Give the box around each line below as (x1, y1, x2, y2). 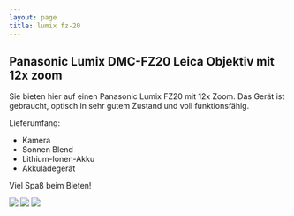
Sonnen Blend (21, 144, 73, 155)
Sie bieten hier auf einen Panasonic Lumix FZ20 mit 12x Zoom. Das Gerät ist (9, 91, 285, 102)
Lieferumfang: (9, 118, 60, 128)
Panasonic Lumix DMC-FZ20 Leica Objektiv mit (9, 54, 275, 69)
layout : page (9, 12, 57, 22)
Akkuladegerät (21, 163, 76, 174)
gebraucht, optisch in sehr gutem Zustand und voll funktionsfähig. (9, 101, 250, 112)
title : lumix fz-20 (9, 21, 81, 30)
